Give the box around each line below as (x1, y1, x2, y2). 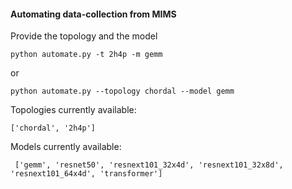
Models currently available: (10, 141, 122, 153)
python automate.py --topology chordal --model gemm (10, 86, 235, 97)
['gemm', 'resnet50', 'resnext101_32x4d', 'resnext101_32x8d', (14, 160, 284, 170)
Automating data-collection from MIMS (10, 8, 177, 20)
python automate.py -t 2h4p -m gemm (10, 50, 163, 60)
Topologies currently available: (10, 104, 137, 116)
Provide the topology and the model (10, 30, 158, 42)
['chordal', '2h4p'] (10, 123, 97, 134)
